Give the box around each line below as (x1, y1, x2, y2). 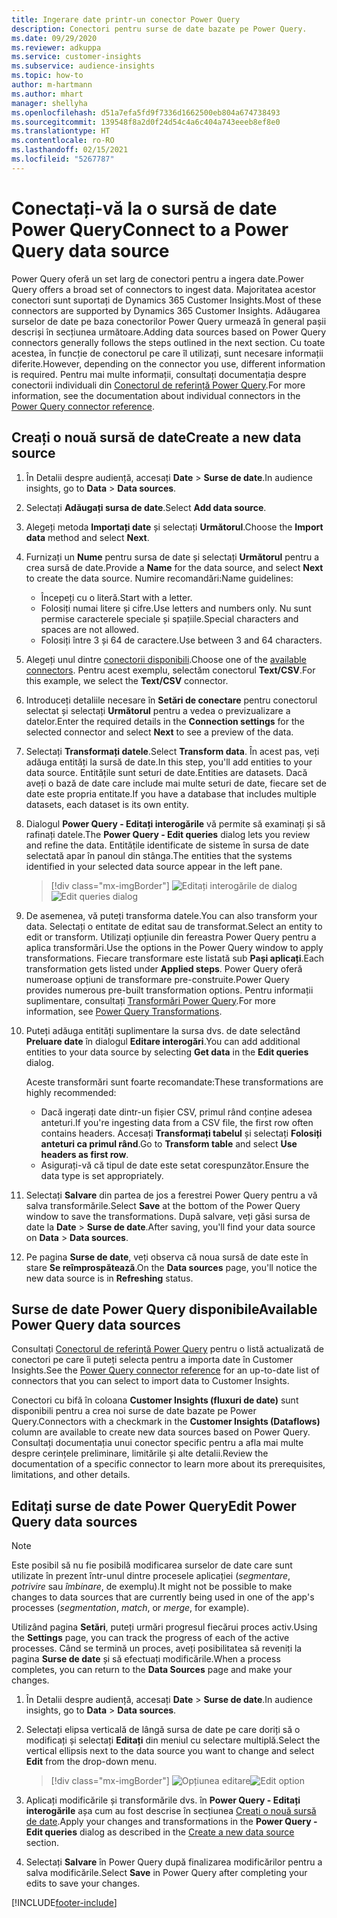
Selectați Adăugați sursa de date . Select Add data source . (25, 501, 267, 513)
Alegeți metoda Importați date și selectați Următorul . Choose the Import (25, 521, 324, 533)
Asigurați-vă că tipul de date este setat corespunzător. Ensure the (40, 1159, 309, 1171)
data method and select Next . (25, 531, 150, 543)
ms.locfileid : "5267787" (11, 154, 115, 164)
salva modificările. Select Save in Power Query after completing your (25, 1867, 308, 1879)
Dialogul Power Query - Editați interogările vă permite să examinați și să (25, 817, 326, 830)
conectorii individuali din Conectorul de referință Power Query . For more (11, 379, 306, 391)
